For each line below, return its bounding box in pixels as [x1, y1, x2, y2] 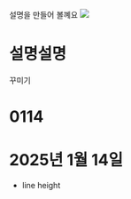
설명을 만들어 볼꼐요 [9, 10, 78, 20]
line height [21, 180, 61, 191]
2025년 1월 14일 [9, 150, 124, 171]
